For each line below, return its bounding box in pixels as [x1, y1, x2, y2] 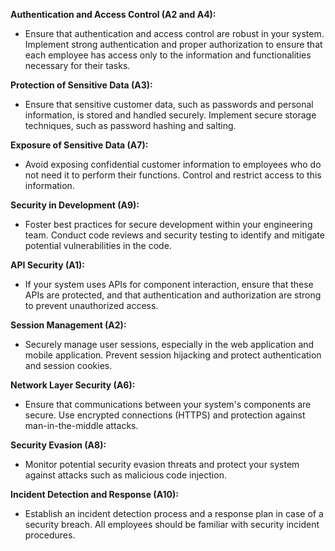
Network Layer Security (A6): [10, 379, 136, 391]
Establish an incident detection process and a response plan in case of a [24, 508, 324, 519]
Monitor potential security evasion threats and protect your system [24, 459, 300, 470]
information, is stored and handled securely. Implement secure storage [24, 109, 317, 121]
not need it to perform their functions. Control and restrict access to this [24, 169, 322, 181]
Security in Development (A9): [10, 199, 140, 211]
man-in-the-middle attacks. [24, 420, 139, 431]
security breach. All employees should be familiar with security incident [24, 519, 320, 530]
